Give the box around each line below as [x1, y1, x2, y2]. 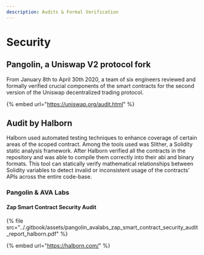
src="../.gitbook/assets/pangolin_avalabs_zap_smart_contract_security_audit [6, 223, 199, 231]
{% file [6, 217, 23, 224]
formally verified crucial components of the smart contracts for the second [6, 82, 194, 89]
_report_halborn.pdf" [6, 230, 59, 237]
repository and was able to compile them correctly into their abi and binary [6, 154, 194, 161]
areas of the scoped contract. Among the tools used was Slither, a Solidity [6, 141, 193, 148]
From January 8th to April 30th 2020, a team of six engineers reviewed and [6, 76, 196, 83]
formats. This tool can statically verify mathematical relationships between [6, 160, 194, 168]
